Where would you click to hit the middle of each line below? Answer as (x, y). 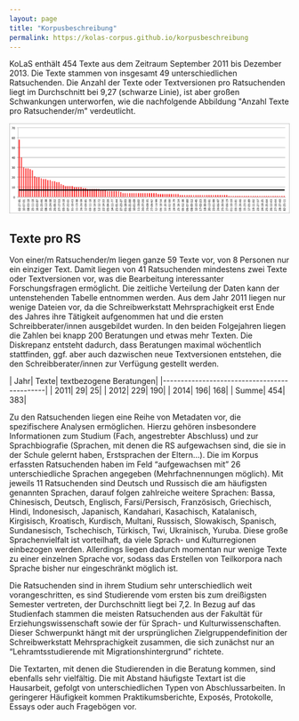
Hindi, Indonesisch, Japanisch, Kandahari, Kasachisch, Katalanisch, (133, 512)
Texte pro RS (45, 239)
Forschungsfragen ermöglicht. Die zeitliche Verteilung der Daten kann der (145, 288)
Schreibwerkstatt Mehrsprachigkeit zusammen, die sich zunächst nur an (142, 642)
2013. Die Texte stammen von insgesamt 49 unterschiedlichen (123, 73)
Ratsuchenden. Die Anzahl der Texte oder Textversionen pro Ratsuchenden (147, 83)
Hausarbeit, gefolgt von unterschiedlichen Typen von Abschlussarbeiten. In (148, 688)
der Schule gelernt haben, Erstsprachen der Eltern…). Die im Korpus (134, 455)
